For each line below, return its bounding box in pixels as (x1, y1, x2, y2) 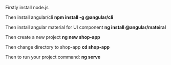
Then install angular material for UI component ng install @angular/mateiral (5, 24, 166, 30)
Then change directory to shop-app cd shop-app (5, 44, 110, 50)
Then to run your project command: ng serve (5, 54, 101, 60)
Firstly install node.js (5, 5, 49, 10)
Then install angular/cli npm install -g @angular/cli (5, 14, 114, 20)
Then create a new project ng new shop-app (5, 34, 101, 40)
